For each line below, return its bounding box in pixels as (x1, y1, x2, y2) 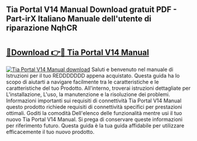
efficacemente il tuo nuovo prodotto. (6, 129, 95, 135)
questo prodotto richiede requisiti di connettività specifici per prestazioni (6, 103, 182, 110)
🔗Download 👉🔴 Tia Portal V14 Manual (6, 47, 149, 58)
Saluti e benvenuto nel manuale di (91, 66, 173, 73)
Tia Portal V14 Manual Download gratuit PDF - (6, 5, 178, 15)
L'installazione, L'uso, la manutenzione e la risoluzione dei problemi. (6, 91, 171, 98)
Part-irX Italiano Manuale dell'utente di (6, 14, 152, 24)
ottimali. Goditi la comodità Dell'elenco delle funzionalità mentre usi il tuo (6, 110, 182, 116)
